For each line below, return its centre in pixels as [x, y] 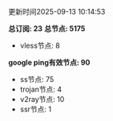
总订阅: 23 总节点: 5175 [47, 29]
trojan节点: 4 [41, 89]
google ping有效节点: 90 [49, 62]
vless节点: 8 [40, 45]
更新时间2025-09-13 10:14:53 [57, 12]
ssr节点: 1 [36, 109]
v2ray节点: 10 [42, 99]
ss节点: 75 [37, 79]
